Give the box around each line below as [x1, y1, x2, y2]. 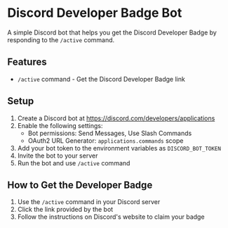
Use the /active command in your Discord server [17, 198, 161, 206]
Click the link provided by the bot [17, 205, 114, 214]
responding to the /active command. [7, 35, 115, 44]
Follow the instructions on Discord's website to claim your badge [17, 213, 205, 221]
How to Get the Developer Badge [7, 179, 153, 191]
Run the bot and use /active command [17, 158, 130, 167]
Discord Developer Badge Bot [7, 5, 182, 21]
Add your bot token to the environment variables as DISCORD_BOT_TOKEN [17, 144, 221, 152]
